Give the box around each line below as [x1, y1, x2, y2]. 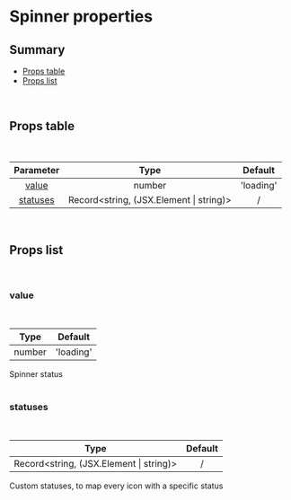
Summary [9, 42, 66, 57]
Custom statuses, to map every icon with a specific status [9, 480, 224, 491]
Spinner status [9, 368, 64, 379]
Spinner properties [9, 6, 154, 27]
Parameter [13, 163, 60, 176]
